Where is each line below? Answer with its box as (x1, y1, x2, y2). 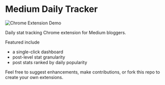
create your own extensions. (5, 74, 64, 80)
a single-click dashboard (12, 49, 64, 55)
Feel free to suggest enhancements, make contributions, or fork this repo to (5, 69, 160, 75)
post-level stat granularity (12, 54, 66, 60)
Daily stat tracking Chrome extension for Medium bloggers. (5, 29, 126, 35)
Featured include (5, 39, 40, 45)
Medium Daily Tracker (5, 3, 98, 15)
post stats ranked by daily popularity (12, 59, 87, 65)
